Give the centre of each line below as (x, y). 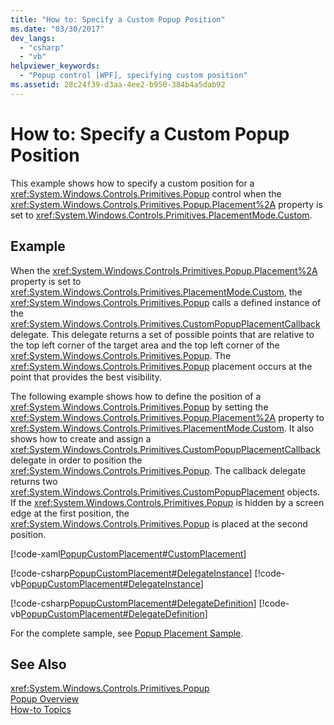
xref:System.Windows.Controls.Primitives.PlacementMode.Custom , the (156, 292)
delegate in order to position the (76, 460)
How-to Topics (41, 710)
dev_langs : (33, 38)
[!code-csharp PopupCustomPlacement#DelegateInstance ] (131, 573)
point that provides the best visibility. (86, 377)
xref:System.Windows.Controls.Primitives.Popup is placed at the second (159, 523)
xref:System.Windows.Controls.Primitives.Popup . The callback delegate (158, 470)
